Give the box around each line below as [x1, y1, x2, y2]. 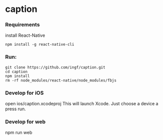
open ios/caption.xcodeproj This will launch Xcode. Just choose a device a [5, 101, 159, 107]
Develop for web [5, 118, 46, 125]
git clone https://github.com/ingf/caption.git [5, 65, 106, 70]
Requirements [5, 21, 40, 28]
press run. [5, 106, 26, 112]
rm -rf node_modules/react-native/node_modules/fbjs [5, 78, 117, 83]
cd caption [5, 69, 28, 74]
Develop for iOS [5, 89, 44, 96]
